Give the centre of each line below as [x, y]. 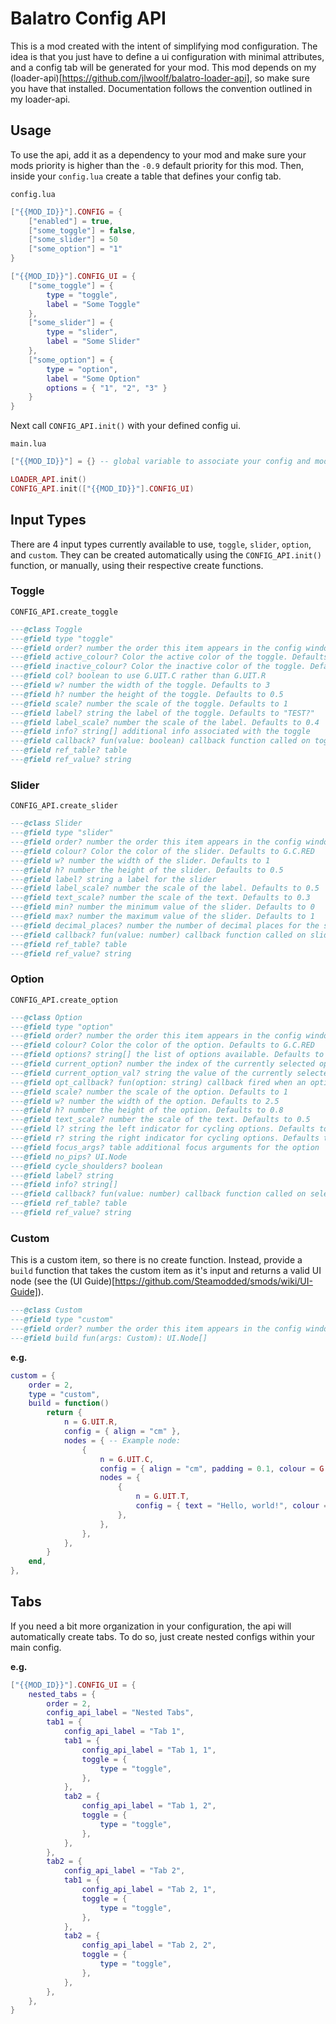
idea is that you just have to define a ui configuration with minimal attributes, [167, 56]
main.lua [28, 444]
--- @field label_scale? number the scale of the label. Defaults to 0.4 [165, 722]
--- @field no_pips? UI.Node [69, 1157]
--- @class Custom [46, 1310]
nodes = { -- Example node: [122, 1440]
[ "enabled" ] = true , [71, 221]
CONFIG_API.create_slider [64, 806]
